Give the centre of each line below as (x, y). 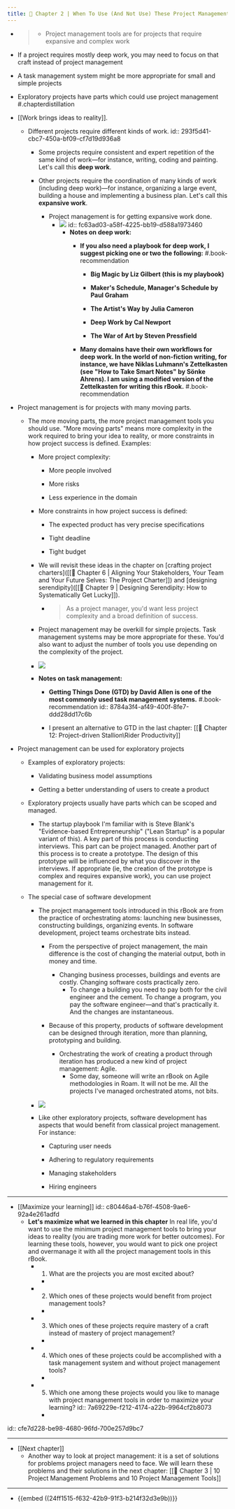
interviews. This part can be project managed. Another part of (127, 846)
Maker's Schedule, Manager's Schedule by (155, 287)
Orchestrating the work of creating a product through (136, 1054)
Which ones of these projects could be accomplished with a (135, 1355)
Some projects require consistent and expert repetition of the (126, 152)
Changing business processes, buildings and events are (140, 974)
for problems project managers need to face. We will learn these (120, 1463)
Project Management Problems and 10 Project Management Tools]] (124, 1478)
